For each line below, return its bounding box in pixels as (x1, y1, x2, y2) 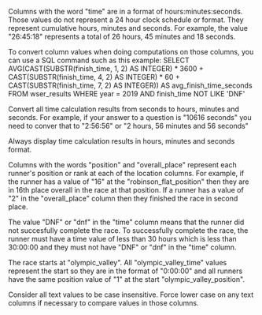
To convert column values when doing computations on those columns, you (8, 47, 254, 56)
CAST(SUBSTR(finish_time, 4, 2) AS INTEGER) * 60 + (8, 73, 180, 81)
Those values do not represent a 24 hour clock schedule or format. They (8, 15, 244, 24)
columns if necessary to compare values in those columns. (8, 298, 199, 307)
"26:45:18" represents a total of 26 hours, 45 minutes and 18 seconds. (8, 32, 236, 41)
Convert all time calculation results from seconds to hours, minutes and (8, 104, 240, 114)
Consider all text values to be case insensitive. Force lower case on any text (8, 290, 254, 299)
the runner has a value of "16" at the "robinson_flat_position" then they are (8, 177, 249, 186)
